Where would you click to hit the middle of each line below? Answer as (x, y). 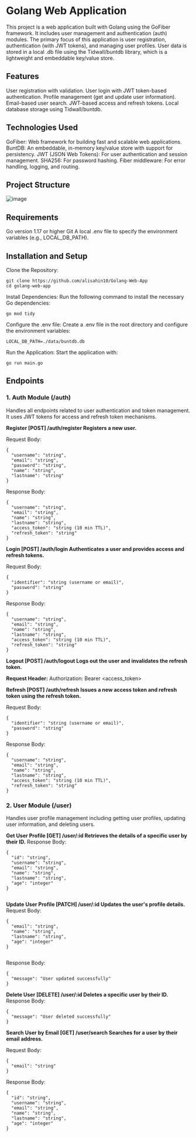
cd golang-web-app (28, 286)
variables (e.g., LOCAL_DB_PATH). (47, 237)
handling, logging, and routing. (43, 166)
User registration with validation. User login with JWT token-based (86, 90)
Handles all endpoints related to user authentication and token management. (98, 410)
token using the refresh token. (44, 696)
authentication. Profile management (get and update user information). (91, 97)
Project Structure (38, 185)
